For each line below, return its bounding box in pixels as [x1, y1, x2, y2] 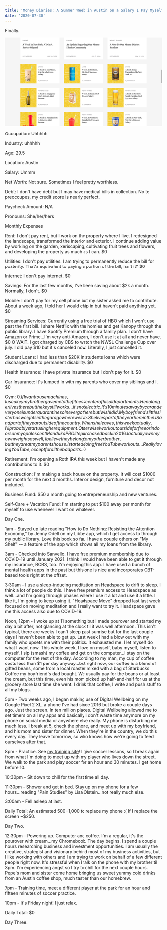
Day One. [5, 516, 24, 522]
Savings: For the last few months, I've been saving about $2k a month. [5, 282, 150, 288]
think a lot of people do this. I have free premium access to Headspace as [5, 587, 157, 593]
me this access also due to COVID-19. [5, 608, 83, 614]
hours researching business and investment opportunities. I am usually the [5, 843, 158, 849]
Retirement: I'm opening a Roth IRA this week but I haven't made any [5, 456, 146, 462]
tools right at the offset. [19, 572, 67, 578]
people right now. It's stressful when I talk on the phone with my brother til [5, 859, 158, 865]
